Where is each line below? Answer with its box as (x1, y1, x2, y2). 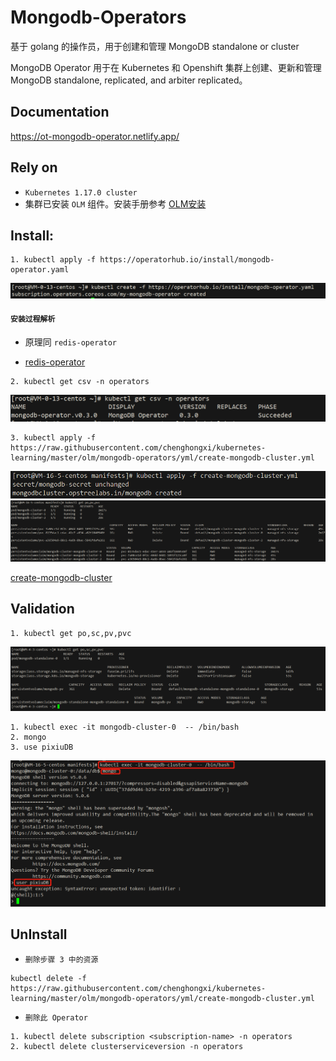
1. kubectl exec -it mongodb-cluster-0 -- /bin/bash (10, 722, 240, 733)
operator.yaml (10, 265, 70, 275)
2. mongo (10, 732, 47, 743)
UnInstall (10, 926, 68, 943)
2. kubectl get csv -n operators (10, 376, 150, 386)
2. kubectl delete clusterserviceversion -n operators (10, 1041, 244, 1051)
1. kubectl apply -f (10, 255, 97, 265)
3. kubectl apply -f (10, 433, 97, 443)
